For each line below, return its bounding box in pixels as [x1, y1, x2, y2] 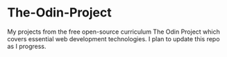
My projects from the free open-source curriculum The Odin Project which [7, 27, 220, 36]
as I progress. [7, 42, 47, 50]
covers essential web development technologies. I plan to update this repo [7, 34, 220, 43]
